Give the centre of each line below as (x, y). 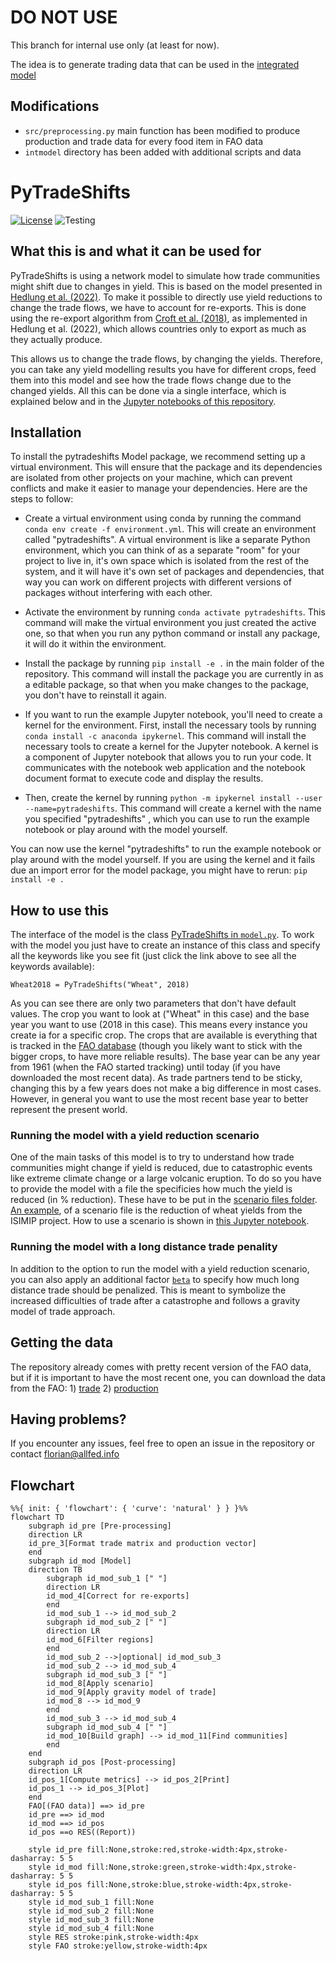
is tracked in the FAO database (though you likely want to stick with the (156, 1046)
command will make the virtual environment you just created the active (170, 623)
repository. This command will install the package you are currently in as (174, 674)
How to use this (60, 910)
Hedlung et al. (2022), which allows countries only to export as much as (158, 328)
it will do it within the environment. (95, 644)
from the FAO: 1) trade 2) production (84, 1388)
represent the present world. (69, 1110)
